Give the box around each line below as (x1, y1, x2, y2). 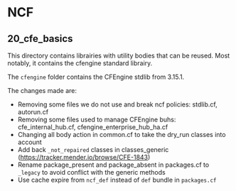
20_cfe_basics (7, 33, 73, 45)
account (17, 138, 43, 146)
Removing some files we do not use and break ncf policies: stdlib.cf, (17, 100, 218, 109)
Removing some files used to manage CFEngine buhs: (17, 115, 176, 124)
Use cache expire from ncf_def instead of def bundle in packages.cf (17, 175, 217, 184)
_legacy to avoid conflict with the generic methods (17, 168, 166, 176)
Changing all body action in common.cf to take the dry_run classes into (17, 131, 226, 138)
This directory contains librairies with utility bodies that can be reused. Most (7, 51, 230, 60)
